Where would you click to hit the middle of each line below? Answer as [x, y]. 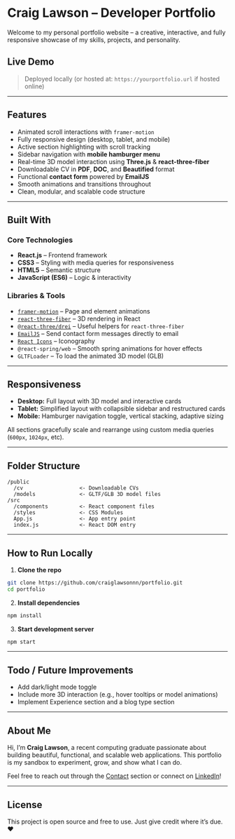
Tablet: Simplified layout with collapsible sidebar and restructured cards [121, 409]
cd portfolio [26, 589]
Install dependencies [49, 603]
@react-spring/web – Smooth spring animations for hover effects [110, 348]
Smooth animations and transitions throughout [84, 184]
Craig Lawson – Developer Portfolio [112, 13]
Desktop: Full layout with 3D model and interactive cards [99, 401]
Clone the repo [39, 570]
